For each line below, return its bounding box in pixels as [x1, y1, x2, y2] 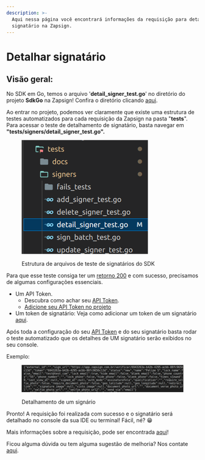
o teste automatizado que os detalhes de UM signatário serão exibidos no [6, 335, 192, 342]
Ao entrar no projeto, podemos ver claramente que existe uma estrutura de [6, 109, 195, 116]
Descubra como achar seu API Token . [24, 297, 120, 304]
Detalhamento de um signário [21, 398, 96, 406]
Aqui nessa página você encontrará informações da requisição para [12, 16, 187, 23]
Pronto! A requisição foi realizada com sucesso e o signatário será [6, 410, 173, 418]
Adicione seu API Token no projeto [24, 303, 112, 311]
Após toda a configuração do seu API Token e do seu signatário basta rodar [6, 328, 197, 335]
